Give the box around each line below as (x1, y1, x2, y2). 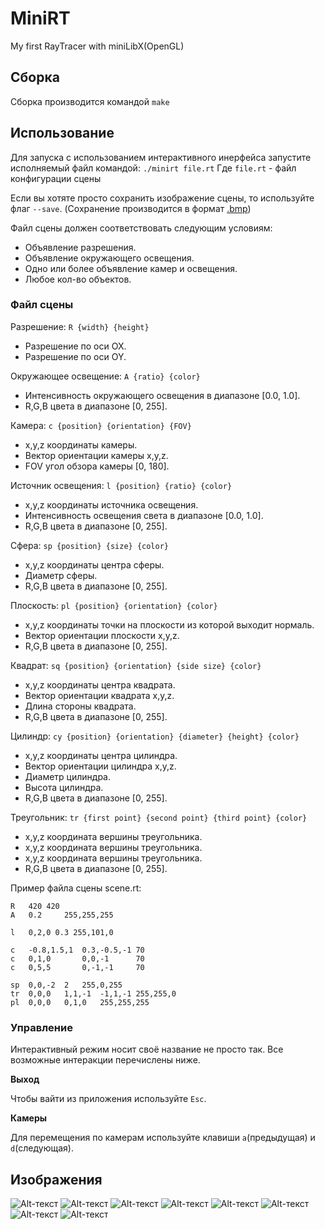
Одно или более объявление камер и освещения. (24, 262, 238, 274)
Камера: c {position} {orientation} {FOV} (10, 419, 192, 431)
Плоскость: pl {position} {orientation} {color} (10, 599, 218, 611)
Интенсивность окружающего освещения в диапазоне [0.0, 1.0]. (24, 389, 301, 401)
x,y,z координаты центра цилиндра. (24, 749, 178, 761)
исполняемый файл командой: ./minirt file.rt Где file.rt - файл (10, 162, 297, 174)
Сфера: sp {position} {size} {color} (10, 539, 170, 551)
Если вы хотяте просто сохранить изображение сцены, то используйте (10, 192, 315, 204)
